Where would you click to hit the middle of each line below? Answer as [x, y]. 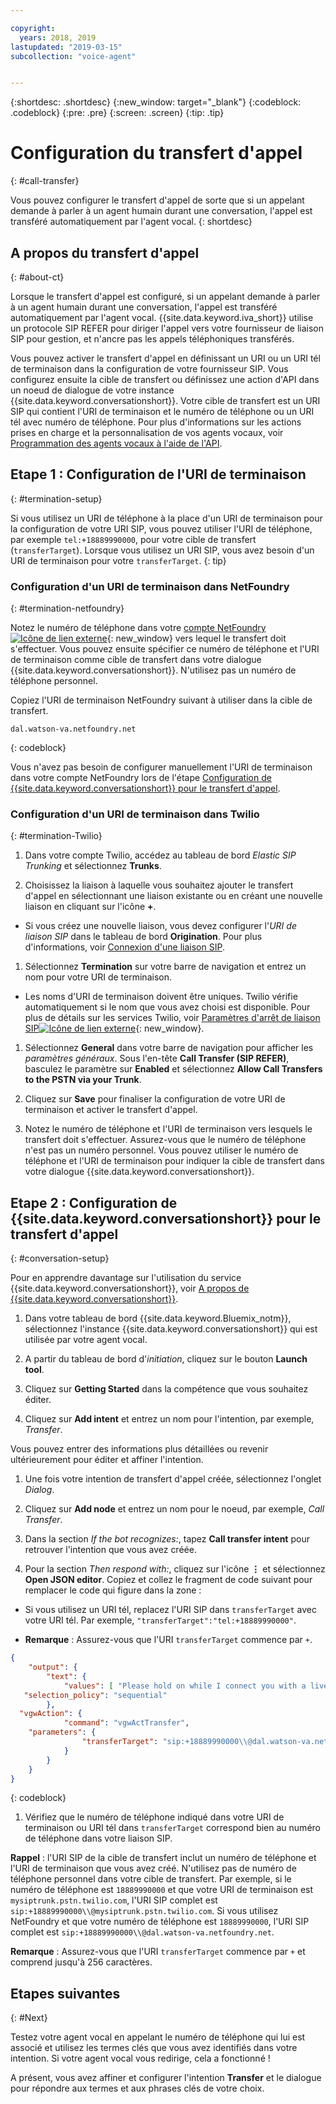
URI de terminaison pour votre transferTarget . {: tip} [118, 560]
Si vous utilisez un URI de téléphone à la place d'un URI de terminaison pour [166, 518]
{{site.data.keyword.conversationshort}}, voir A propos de [130, 1288]
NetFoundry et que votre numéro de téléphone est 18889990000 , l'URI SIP [160, 1922]
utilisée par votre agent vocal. [86, 1340]
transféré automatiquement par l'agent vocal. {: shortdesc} [131, 222]
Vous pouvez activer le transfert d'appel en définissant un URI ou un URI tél [165, 358]
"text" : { [66, 1676]
